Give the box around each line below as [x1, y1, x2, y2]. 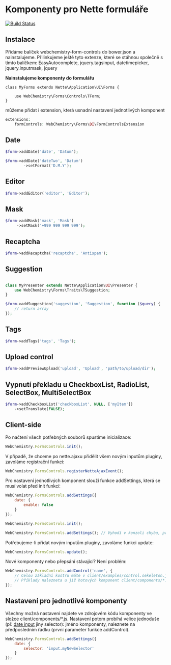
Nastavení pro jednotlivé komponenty [5, 597, 127, 605]
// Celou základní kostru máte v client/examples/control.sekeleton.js [14, 573, 169, 578]
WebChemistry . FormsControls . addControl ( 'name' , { [5, 568, 113, 574]
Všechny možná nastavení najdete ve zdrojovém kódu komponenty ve [5, 610, 152, 616]
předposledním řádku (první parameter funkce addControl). [5, 626, 130, 632]
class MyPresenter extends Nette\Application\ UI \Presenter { [5, 283, 138, 288]
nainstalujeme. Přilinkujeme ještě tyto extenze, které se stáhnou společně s [5, 54, 163, 60]
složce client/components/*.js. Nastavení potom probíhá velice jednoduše [5, 616, 159, 622]
